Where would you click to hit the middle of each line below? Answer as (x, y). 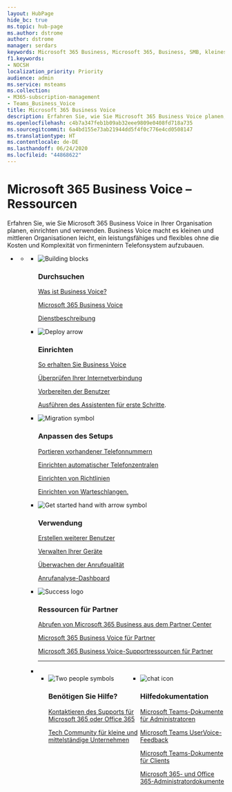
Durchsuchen (61, 276)
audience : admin (30, 78)
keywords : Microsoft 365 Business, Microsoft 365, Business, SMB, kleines (117, 53)
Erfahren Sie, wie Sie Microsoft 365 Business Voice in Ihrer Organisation (110, 223)
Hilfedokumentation (175, 697)
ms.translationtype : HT (41, 136)
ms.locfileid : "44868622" (44, 155)
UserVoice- (206, 732)
